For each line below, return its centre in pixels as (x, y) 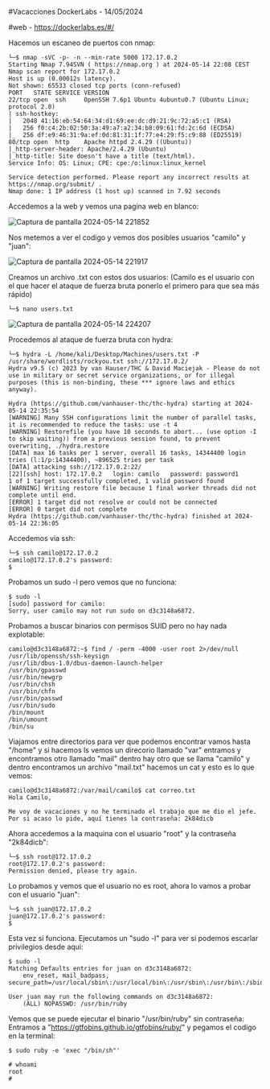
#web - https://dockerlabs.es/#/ (61, 27)
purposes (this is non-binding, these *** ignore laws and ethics (122, 382)
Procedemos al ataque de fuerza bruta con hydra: (91, 340)
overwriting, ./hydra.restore (59, 446)
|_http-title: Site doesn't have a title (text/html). (102, 156)
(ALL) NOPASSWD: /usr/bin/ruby (75, 1004)
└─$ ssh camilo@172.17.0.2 (53, 553)
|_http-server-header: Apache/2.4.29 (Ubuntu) (88, 149)
